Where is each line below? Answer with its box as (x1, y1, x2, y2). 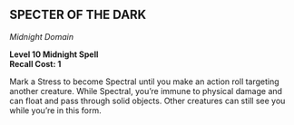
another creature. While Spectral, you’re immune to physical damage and (9, 85, 283, 96)
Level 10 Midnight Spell (9, 49, 99, 60)
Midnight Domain (9, 31, 74, 42)
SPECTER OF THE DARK (9, 7, 147, 23)
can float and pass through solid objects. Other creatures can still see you (9, 95, 286, 106)
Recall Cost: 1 (9, 58, 62, 69)
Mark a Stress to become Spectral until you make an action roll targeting (9, 76, 279, 87)
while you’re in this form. (9, 104, 102, 116)
